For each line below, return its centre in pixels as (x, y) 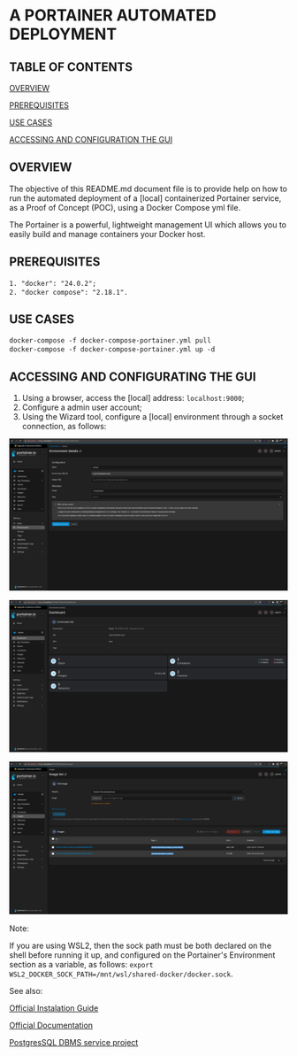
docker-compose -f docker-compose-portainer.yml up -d (112, 350)
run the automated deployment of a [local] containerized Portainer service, (145, 198)
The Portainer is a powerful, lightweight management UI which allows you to (148, 224)
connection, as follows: (64, 427)
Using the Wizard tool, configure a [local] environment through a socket (152, 417)
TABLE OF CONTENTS (71, 67)
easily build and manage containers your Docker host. (107, 234)
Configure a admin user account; (82, 407)
